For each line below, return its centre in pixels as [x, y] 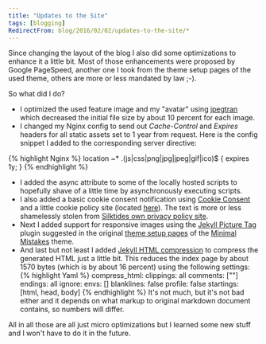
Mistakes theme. [47, 242]
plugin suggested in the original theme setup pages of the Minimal [128, 233]
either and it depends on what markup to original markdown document [135, 301]
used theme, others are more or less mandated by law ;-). [102, 78]
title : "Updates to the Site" [58, 16]
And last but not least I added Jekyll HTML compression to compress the [139, 250]
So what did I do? [37, 94]
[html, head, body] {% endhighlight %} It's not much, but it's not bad [132, 292]
